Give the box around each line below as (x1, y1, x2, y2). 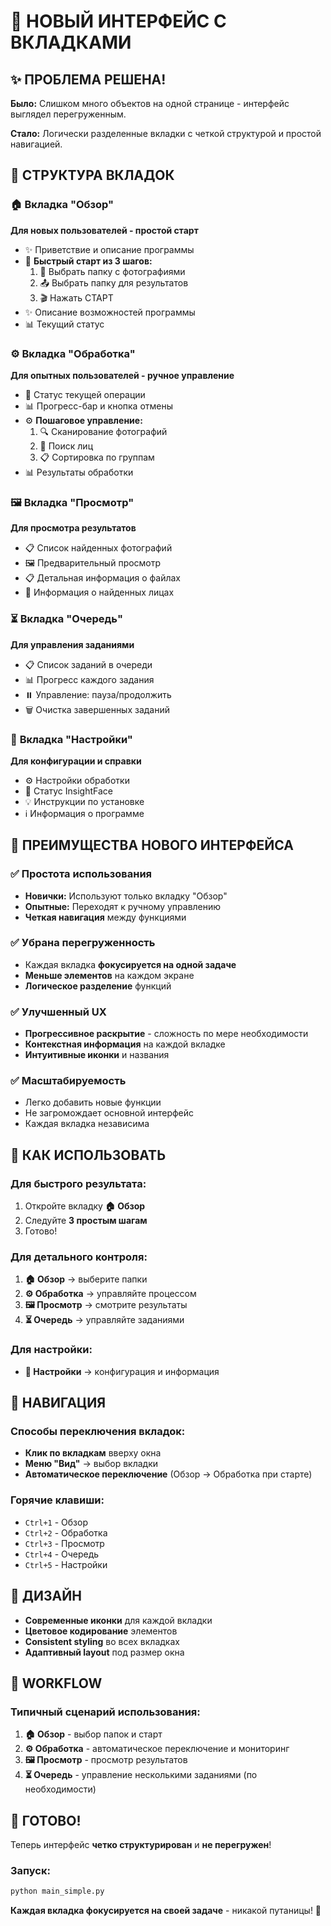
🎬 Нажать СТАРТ (39, 291, 114, 304)
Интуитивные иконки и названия (24, 1049, 170, 1061)
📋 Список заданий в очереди (24, 658, 153, 670)
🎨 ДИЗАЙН (10, 1588, 82, 1605)
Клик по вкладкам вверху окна (24, 1447, 162, 1459)
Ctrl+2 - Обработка (24, 1526, 108, 1539)
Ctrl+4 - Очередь (24, 1548, 100, 1560)
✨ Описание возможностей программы (24, 306, 196, 318)
